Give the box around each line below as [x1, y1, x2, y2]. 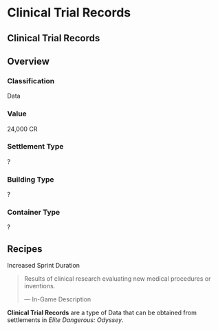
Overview [7, 55, 50, 67]
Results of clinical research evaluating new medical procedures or [23, 275, 211, 283]
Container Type [7, 208, 61, 217]
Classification [7, 76, 55, 85]
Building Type [7, 174, 54, 184]
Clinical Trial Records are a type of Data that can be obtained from [7, 308, 197, 317]
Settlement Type [7, 142, 64, 151]
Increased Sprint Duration [7, 261, 80, 270]
